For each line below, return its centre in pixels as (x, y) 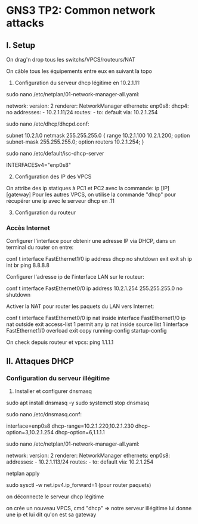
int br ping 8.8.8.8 (28, 265)
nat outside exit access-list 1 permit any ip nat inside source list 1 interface (98, 324)
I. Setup (21, 45)
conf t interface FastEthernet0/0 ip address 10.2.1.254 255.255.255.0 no (95, 288)
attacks (25, 23)
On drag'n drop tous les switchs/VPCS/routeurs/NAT (71, 60)
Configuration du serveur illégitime (58, 378)
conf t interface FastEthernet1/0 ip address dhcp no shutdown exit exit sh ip (99, 259)
